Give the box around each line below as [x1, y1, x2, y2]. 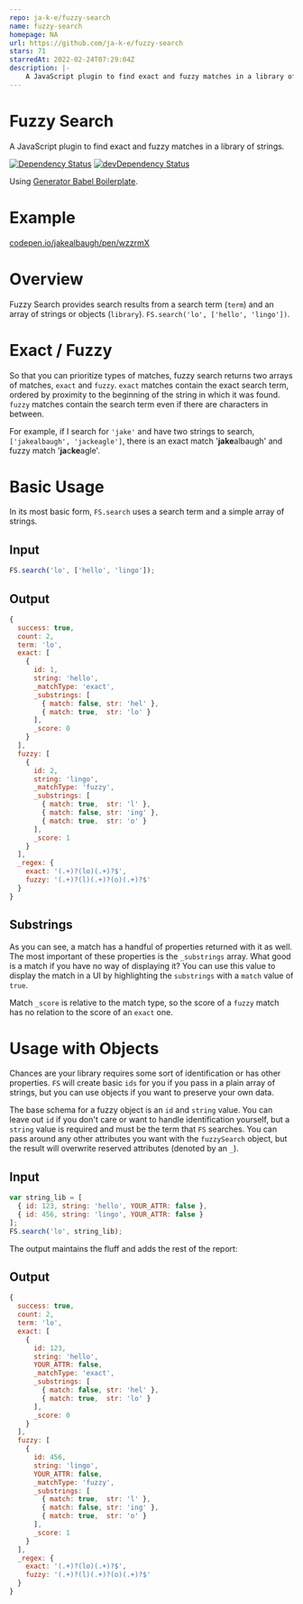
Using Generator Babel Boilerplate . [9, 175, 138, 186]
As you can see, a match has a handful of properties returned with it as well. [9, 941, 293, 952]
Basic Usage [9, 476, 105, 497]
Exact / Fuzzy [9, 340, 113, 360]
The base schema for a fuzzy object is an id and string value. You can [9, 1105, 273, 1115]
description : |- [9, 64, 70, 73]
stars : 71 [9, 47, 47, 56]
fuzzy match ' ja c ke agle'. [9, 444, 101, 456]
